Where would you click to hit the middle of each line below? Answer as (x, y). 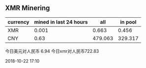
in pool (128, 22)
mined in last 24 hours (61, 22)
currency (18, 22)
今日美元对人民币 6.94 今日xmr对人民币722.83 (52, 51)
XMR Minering (28, 8)
